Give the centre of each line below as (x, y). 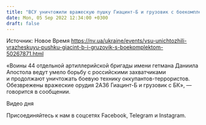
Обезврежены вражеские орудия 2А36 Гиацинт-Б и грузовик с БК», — (99, 85)
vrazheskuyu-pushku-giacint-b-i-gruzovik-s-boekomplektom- (85, 47)
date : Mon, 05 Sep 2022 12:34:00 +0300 (57, 18)
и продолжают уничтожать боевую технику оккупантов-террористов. (98, 79)
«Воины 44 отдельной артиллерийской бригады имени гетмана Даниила (102, 66)
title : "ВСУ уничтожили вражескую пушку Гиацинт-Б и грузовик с (90, 12)
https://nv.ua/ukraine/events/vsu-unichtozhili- (129, 41)
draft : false (23, 23)
